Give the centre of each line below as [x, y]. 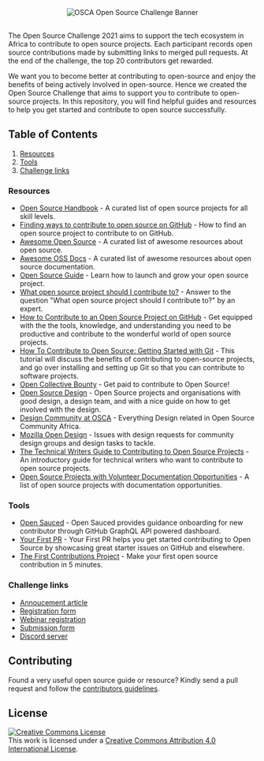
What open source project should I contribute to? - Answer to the [125, 292]
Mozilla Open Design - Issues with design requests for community [126, 435]
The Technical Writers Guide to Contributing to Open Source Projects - [134, 452]
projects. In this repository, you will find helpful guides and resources [145, 101]
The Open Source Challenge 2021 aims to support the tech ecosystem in [126, 36]
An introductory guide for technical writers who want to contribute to [131, 460]
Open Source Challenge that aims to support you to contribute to [113, 93]
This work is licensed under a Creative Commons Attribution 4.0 [112, 740]
